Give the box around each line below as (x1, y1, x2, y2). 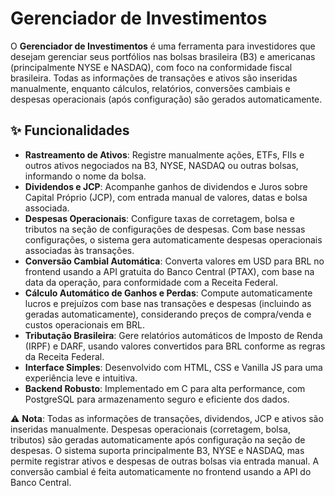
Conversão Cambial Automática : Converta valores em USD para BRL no (24, 255, 325, 267)
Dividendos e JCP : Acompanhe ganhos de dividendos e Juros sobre (24, 180, 308, 192)
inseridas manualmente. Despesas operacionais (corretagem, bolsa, (10, 423, 291, 435)
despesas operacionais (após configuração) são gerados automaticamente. (10, 93, 323, 105)
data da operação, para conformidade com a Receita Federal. (24, 276, 278, 288)
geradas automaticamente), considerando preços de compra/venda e (24, 308, 312, 320)
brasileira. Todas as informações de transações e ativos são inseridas (10, 72, 298, 84)
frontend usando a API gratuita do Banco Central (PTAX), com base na (24, 265, 315, 277)
